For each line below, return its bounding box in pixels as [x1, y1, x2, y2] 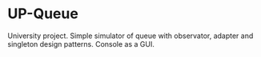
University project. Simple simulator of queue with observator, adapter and [7, 31, 254, 40]
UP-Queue [7, 5, 79, 23]
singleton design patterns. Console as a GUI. [7, 39, 155, 48]
